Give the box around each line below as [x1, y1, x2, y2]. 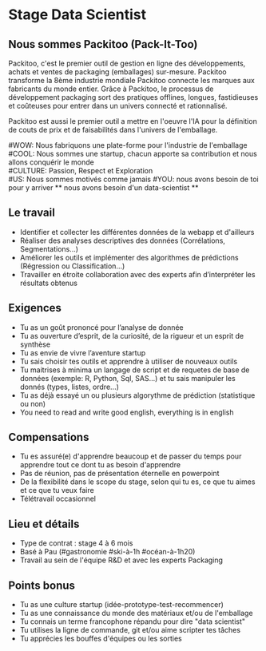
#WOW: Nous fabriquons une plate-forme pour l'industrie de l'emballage [8, 141, 248, 149]
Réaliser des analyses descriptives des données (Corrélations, [19, 236, 226, 245]
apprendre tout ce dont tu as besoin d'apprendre [19, 460, 181, 470]
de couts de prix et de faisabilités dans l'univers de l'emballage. [8, 125, 218, 134]
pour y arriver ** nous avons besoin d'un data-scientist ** [8, 183, 199, 193]
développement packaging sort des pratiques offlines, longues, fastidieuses [8, 93, 259, 101]
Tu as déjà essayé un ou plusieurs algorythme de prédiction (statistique [19, 390, 256, 400]
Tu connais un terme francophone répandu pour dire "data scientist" [19, 617, 246, 626]
